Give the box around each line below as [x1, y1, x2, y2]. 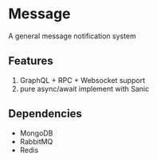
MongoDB [19, 128, 53, 138]
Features [8, 54, 53, 68]
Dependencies [8, 107, 82, 120]
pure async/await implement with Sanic [19, 84, 150, 93]
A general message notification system [8, 31, 137, 41]
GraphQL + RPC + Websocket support [19, 75, 146, 84]
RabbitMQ [19, 136, 53, 146]
